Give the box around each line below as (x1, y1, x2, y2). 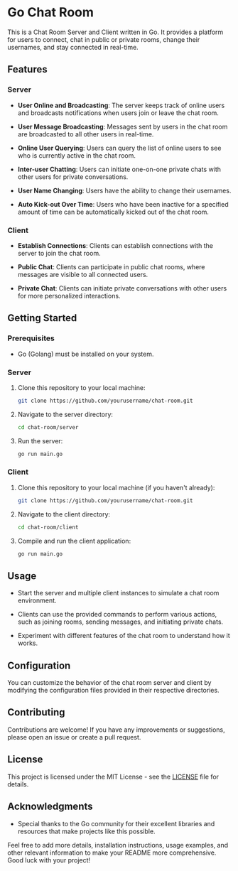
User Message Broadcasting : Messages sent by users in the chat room (17, 122, 228, 131)
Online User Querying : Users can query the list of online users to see (17, 144, 222, 152)
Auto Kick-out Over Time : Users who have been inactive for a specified (17, 200, 229, 208)
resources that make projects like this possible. (17, 827, 156, 835)
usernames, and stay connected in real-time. (7, 43, 139, 51)
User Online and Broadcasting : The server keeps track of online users (17, 101, 225, 109)
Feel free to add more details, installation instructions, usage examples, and (7, 840, 229, 849)
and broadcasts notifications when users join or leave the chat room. (17, 108, 219, 117)
